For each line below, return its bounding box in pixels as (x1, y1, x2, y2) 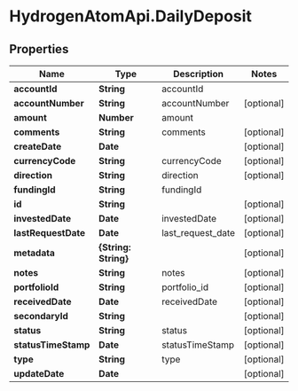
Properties (9, 42, 69, 57)
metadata (13, 246, 55, 259)
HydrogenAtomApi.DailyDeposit (9, 6, 253, 27)
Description (172, 68, 224, 80)
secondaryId (13, 310, 69, 322)
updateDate (13, 368, 65, 379)
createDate (13, 140, 62, 152)
